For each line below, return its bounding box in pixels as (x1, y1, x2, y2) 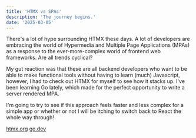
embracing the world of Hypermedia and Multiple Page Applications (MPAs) (6, 42, 190, 49)
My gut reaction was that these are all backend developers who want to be (6, 65, 187, 73)
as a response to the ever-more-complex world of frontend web (6, 48, 161, 55)
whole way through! (6, 114, 54, 121)
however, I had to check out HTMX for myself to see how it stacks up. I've (6, 78, 185, 85)
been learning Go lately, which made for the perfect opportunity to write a (6, 84, 185, 91)
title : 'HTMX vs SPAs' (6, 8, 62, 15)
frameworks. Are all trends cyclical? (6, 54, 93, 61)
